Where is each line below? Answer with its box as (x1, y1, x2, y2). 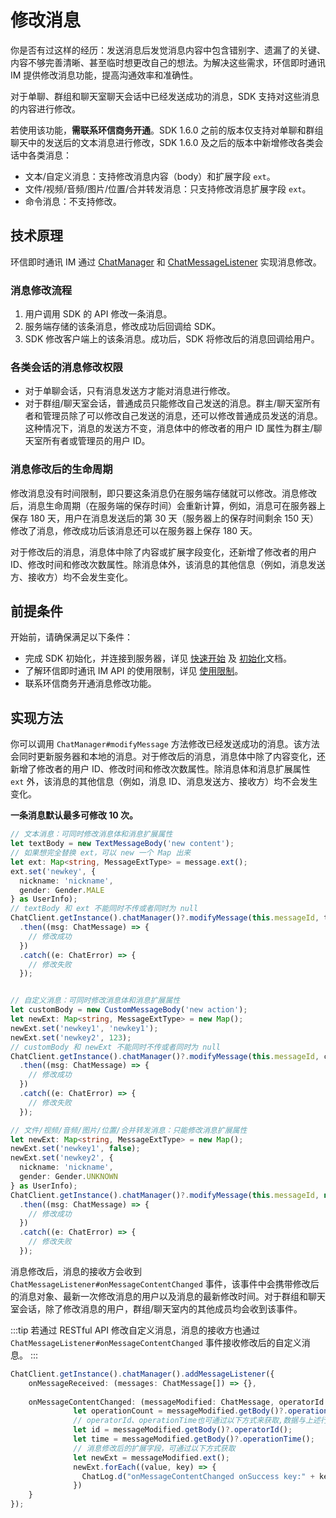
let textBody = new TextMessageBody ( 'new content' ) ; (10, 839, 235, 849)
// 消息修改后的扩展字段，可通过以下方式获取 (73, 1443, 236, 1453)
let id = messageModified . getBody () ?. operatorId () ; (73, 1425, 293, 1435)
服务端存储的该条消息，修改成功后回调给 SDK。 (24, 321, 222, 333)
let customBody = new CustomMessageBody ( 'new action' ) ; (10, 1005, 248, 1015)
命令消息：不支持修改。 (24, 195, 122, 207)
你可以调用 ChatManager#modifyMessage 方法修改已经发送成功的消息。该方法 (10, 738, 320, 750)
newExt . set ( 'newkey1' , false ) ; (10, 1144, 141, 1154)
